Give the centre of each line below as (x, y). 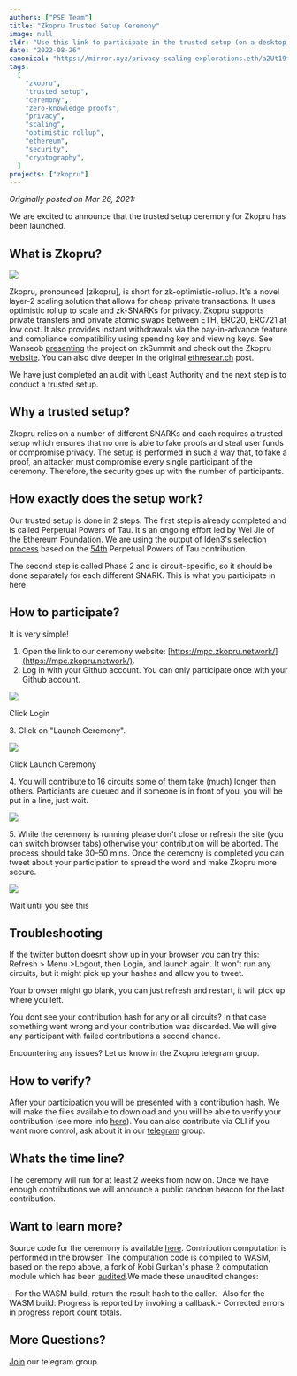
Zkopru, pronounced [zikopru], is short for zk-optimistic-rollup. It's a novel (145, 292)
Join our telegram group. (54, 1361)
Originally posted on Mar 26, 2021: (72, 199)
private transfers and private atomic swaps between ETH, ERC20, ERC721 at (148, 320)
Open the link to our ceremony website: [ (96, 651)
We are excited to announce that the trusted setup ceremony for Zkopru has (148, 216)
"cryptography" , (55, 157)
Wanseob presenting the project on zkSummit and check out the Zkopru (141, 348)
